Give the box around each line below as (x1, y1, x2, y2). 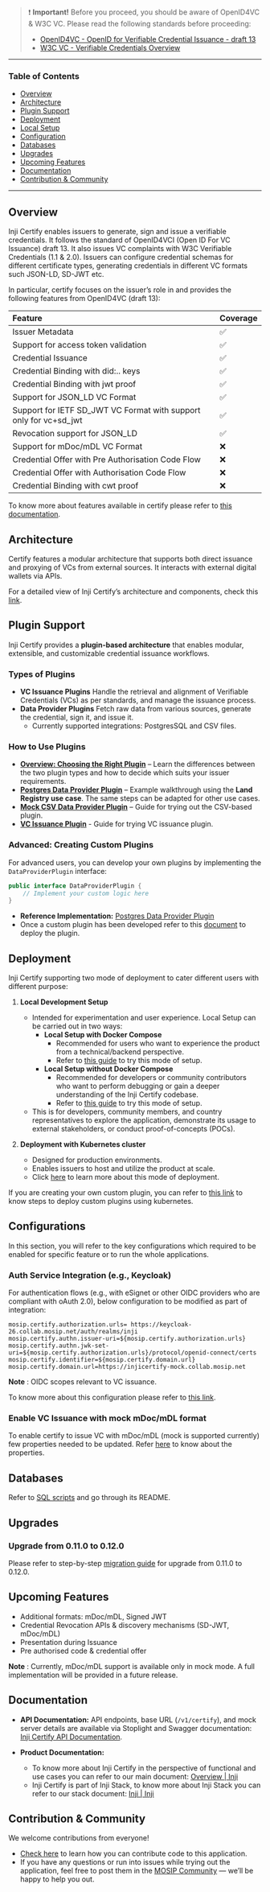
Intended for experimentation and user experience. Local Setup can (31, 1013, 256, 1023)
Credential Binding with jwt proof (12, 378, 137, 390)
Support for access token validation (12, 340, 147, 351)
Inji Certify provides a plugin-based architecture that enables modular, (8, 640, 244, 649)
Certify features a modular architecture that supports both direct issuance (8, 554, 253, 563)
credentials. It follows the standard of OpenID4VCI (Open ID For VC (8, 235, 231, 245)
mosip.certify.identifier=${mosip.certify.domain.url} (8, 1356, 196, 1364)
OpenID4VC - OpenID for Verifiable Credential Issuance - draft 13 (39, 35, 256, 43)
